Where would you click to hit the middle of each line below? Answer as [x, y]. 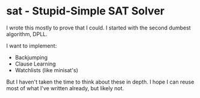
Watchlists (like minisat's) [46, 70]
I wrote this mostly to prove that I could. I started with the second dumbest [98, 28]
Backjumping [31, 57]
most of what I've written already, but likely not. [65, 88]
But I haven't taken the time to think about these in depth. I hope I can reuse [100, 82]
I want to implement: [32, 46]
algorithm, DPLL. [27, 34]
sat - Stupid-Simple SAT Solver [85, 11]
